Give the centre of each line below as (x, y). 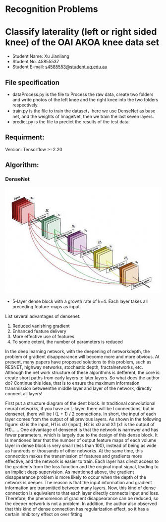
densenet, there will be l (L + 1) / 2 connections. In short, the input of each (81, 414)
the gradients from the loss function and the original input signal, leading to (82, 467)
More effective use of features (43, 337)
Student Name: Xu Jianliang (41, 56)
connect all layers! (24, 394)
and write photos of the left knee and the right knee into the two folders (85, 99)
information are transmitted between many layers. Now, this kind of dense (81, 488)
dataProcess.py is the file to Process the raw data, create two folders (83, 94)
